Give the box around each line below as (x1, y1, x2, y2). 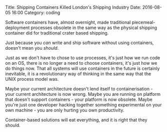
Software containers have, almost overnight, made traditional (5, 20, 131, 25)
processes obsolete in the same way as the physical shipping (30, 25, 157, 31)
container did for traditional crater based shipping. (5, 30, 109, 36)
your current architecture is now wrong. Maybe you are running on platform (5, 91, 161, 97)
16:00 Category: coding (11, 10, 60, 16)
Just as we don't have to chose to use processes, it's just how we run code (5, 55, 160, 61)
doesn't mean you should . (5, 45, 59, 51)
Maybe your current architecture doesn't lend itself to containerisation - (5, 86, 153, 92)
